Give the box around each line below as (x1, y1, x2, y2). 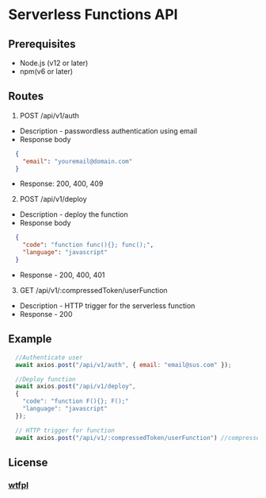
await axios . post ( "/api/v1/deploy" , (15, 383, 136, 391)
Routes (8, 90, 44, 103)
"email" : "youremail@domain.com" (22, 157, 133, 165)
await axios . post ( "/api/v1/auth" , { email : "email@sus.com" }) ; (15, 361, 232, 369)
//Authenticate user (15, 353, 83, 361)
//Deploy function (15, 375, 77, 383)
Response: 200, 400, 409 (19, 179, 104, 188)
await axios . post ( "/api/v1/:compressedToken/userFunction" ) (15, 434, 218, 442)
